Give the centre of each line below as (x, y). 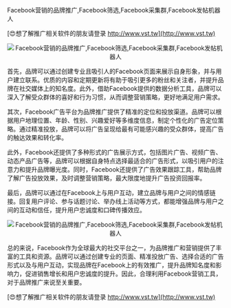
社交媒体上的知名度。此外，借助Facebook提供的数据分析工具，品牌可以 (120, 89)
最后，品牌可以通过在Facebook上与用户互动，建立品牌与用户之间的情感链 (111, 193)
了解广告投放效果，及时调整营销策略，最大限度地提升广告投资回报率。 (107, 178)
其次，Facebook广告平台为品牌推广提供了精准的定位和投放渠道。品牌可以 (111, 112)
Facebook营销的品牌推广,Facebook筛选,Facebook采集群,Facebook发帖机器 (114, 10)
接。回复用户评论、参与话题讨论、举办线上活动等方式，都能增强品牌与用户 (112, 201)
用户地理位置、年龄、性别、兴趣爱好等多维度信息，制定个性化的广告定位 (115, 120)
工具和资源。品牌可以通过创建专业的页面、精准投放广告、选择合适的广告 (121, 256)
